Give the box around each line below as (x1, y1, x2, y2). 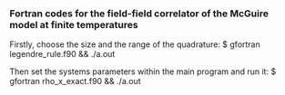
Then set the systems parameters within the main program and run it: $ (9, 66, 277, 77)
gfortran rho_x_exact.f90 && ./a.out (9, 76, 141, 87)
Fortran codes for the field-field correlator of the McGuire (9, 7, 269, 20)
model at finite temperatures (9, 18, 138, 31)
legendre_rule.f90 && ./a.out (9, 49, 116, 60)
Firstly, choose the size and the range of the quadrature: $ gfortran (9, 39, 261, 50)
